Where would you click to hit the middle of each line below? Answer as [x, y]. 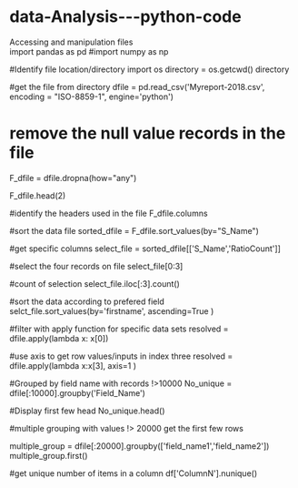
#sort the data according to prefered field [87, 301]
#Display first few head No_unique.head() [87, 411]
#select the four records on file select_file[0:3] [96, 266]
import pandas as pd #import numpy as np [89, 51]
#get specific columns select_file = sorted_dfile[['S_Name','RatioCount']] [145, 249]
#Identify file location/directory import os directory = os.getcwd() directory [149, 69]
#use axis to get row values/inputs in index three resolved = [121, 356]
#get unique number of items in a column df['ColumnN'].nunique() [134, 473]
